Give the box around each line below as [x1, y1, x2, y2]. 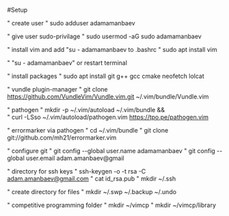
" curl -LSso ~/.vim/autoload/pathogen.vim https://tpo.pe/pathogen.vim [7, 113, 208, 121]
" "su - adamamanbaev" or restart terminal [7, 59, 128, 67]
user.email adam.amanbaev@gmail [26, 154, 124, 162]
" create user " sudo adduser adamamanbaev [7, 19, 135, 27]
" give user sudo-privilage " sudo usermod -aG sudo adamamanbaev [7, 32, 202, 40]
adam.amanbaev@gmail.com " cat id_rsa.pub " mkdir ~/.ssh [7, 174, 176, 183]
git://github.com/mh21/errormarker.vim [7, 133, 117, 141]
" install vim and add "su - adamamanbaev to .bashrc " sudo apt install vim [7, 46, 217, 53]
